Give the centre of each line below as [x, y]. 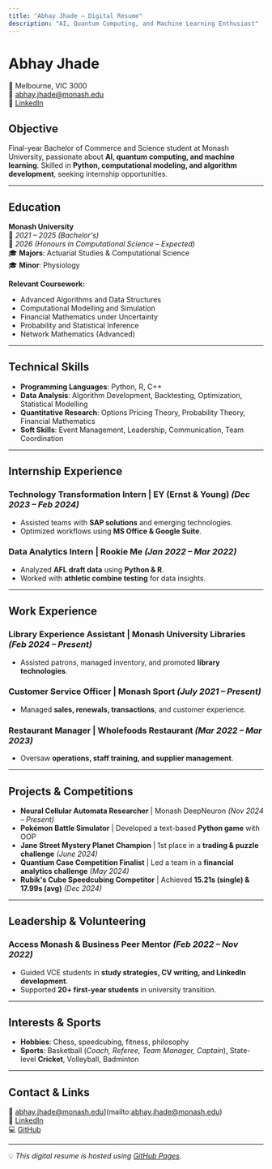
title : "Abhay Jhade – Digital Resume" [76, 16]
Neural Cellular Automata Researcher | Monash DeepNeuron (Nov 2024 [142, 811]
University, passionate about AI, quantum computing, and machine [121, 157]
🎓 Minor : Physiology [44, 265]
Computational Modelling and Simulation [88, 308]
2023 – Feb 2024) [44, 505]
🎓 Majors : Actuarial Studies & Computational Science [99, 253]
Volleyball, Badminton [103, 1060]
